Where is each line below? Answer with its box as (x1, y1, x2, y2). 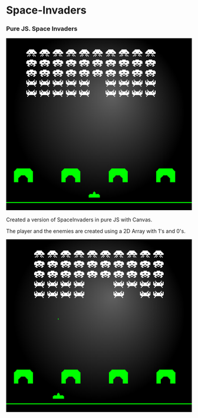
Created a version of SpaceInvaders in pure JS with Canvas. (6, 216, 153, 223)
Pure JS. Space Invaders (6, 25, 78, 33)
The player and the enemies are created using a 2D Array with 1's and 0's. (6, 228, 186, 235)
